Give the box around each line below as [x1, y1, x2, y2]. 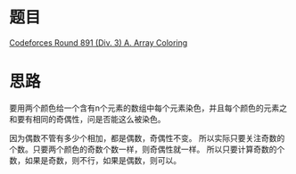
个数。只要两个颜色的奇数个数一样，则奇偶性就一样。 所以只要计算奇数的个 [9, 144, 285, 154]
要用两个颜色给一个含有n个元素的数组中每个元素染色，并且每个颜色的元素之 [9, 103, 288, 113]
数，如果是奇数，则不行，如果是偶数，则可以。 [9, 154, 181, 165]
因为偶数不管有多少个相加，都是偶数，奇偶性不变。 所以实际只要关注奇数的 [9, 132, 285, 143]
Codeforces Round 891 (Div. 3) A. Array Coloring [9, 37, 188, 48]
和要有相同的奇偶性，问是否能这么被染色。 [9, 113, 166, 124]
